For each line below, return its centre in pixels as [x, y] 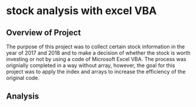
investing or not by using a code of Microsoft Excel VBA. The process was [96, 59]
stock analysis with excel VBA [81, 11]
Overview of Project [44, 33]
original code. [23, 78]
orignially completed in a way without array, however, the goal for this [91, 65]
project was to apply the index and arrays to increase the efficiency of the [96, 71]
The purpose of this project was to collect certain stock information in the [95, 46]
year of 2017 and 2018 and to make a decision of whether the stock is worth [98, 53]
